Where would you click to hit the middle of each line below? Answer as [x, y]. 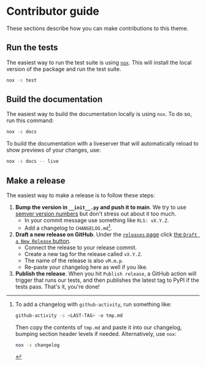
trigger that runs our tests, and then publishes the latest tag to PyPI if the [107, 280]
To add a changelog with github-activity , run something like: [93, 304]
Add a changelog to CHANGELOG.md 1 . [68, 227]
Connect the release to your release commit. [81, 247]
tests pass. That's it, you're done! [57, 286]
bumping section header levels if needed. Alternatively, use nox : [96, 333]
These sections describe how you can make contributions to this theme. [97, 28]
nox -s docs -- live [33, 162]
